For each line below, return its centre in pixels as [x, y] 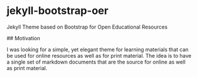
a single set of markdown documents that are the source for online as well [96, 62]
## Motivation [23, 38]
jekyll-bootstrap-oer [58, 11]
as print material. [27, 68]
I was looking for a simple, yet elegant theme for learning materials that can [98, 49]
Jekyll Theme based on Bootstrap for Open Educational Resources [87, 27]
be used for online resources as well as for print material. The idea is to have [99, 55]
